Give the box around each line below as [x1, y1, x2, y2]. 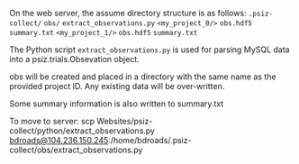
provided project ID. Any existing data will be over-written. [9, 81, 225, 91]
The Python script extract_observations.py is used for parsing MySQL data [9, 44, 290, 55]
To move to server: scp [9, 116, 95, 126]
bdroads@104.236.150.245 [9, 135, 109, 145]
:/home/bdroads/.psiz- [107, 135, 192, 145]
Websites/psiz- [96, 116, 153, 126]
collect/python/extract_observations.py [9, 125, 156, 136]
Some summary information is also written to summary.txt [9, 98, 224, 109]
